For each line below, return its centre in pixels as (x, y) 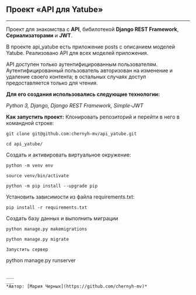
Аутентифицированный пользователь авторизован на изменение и (90, 70)
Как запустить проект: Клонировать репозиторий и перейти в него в (93, 117)
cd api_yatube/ (24, 144)
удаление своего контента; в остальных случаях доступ (76, 77)
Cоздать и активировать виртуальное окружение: (69, 155)
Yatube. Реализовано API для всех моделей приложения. (77, 53)
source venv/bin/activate (37, 176)
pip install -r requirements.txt (47, 207)
